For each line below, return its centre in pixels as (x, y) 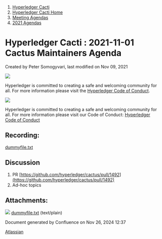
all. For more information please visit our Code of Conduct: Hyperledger (78, 115)
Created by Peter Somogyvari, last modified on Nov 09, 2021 (67, 66)
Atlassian (14, 232)
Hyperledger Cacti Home (37, 12)
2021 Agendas (27, 23)
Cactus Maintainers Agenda (63, 53)
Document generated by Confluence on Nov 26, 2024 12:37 (66, 222)
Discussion (23, 163)
